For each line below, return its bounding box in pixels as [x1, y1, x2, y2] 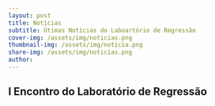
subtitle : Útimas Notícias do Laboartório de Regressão [8, 26, 196, 34]
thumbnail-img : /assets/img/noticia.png [8, 41, 144, 49]
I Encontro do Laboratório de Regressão [8, 85, 208, 99]
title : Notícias [8, 19, 62, 27]
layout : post [8, 11, 51, 20]
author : [8, 56, 34, 64]
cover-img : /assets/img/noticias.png [8, 33, 133, 42]
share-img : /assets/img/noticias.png [8, 48, 133, 56]
